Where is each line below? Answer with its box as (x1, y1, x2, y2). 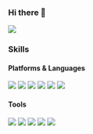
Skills (8, 44, 30, 55)
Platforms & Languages (8, 63, 86, 73)
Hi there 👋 (8, 7, 47, 18)
